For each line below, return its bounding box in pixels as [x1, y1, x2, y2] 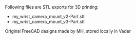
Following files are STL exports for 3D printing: [5, 4, 99, 10]
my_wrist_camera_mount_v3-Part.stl [12, 19, 85, 24]
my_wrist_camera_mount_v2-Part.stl [12, 14, 85, 19]
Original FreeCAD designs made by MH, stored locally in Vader [5, 28, 131, 34]
